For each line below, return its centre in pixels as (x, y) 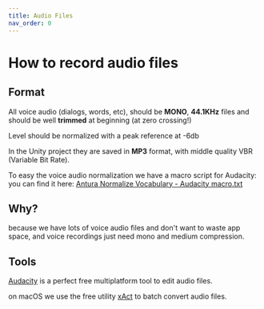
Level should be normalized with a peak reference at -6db (104, 135)
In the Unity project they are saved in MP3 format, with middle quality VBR (131, 151)
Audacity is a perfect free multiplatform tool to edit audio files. (111, 281)
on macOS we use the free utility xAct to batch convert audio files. (118, 296)
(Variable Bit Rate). (39, 159)
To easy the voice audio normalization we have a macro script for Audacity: (133, 175)
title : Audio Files (41, 16)
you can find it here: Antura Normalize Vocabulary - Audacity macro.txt (126, 183)
